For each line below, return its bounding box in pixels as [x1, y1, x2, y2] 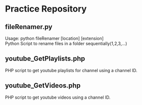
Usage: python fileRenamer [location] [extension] [5, 35, 104, 41]
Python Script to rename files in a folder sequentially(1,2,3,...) [5, 41, 127, 46]
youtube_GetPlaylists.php [5, 55, 85, 63]
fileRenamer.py [5, 23, 53, 31]
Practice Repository [5, 3, 87, 15]
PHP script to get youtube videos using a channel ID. [5, 94, 111, 100]
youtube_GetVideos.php [5, 81, 81, 90]
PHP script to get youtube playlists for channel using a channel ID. [5, 67, 138, 73]
